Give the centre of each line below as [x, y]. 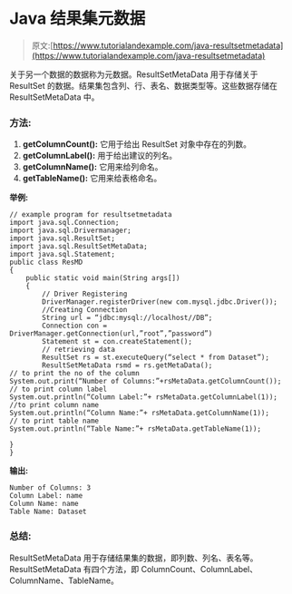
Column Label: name [46, 496]
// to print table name [54, 421]
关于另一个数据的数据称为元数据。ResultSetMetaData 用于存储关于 [134, 74]
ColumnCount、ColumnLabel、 [200, 569]
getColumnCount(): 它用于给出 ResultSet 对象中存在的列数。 [137, 144]
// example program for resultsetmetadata [91, 215]
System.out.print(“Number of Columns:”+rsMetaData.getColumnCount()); [146, 382]
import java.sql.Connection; [64, 223]
